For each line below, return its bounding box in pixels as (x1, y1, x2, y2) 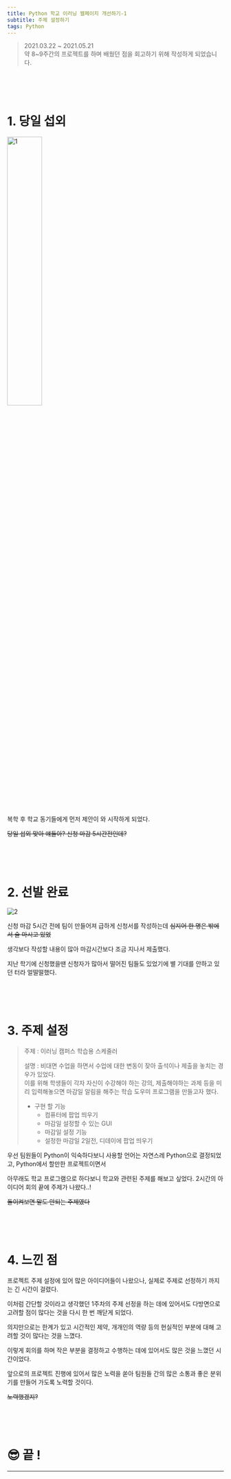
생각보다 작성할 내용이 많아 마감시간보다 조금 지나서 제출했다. (7, 945, 170, 953)
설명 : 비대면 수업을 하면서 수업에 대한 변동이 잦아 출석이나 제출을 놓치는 (23, 1062, 217, 1070)
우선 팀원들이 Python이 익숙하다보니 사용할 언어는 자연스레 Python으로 (7, 1151, 198, 1159)
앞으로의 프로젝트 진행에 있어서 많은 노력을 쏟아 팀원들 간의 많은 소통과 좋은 (7, 1369, 209, 1378)
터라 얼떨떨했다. (14, 969, 57, 977)
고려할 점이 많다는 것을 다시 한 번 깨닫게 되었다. (7, 1308, 134, 1316)
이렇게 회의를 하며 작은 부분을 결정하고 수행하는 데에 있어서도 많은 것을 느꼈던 (7, 1346, 214, 1354)
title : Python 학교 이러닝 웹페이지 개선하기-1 (7, 10, 127, 17)
